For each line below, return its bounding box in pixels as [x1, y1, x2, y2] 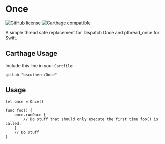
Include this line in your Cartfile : [5, 62, 74, 68]
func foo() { [5, 108, 33, 113]
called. [5, 121, 22, 126]
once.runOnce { [14, 112, 46, 117]
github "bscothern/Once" [5, 72, 57, 77]
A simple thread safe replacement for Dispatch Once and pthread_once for [5, 29, 160, 35]
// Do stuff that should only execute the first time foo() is [23, 116, 158, 122]
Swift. [5, 35, 18, 41]
